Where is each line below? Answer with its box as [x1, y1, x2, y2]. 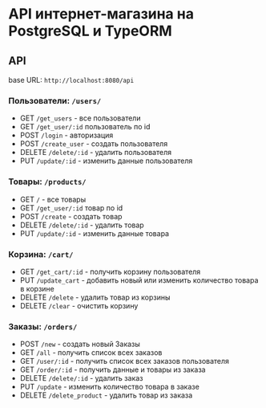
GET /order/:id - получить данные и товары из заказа [19, 365, 206, 374]
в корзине [19, 284, 54, 293]
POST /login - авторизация [19, 130, 114, 141]
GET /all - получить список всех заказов [19, 348, 163, 357]
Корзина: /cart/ [8, 248, 74, 259]
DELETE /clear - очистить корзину [19, 300, 139, 310]
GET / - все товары [19, 194, 87, 204]
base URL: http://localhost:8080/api [8, 75, 135, 84]
